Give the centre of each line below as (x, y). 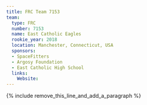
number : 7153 (28, 28)
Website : (28, 79)
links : (20, 73)
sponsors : (24, 51)
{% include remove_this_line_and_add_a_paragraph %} (74, 96)
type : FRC (24, 23)
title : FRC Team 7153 (33, 12)
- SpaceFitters (30, 56)
